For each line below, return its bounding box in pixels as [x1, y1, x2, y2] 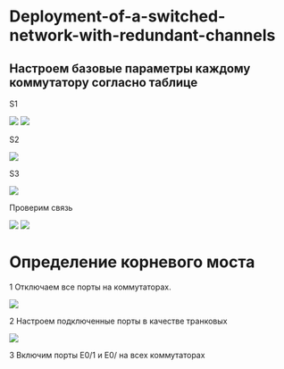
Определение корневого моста [9, 252, 255, 273]
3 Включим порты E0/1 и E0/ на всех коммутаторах [9, 349, 205, 360]
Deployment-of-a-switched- [9, 6, 226, 27]
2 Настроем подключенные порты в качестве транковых [9, 315, 228, 326]
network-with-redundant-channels [9, 25, 276, 46]
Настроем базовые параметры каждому [9, 61, 251, 76]
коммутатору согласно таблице [9, 74, 198, 90]
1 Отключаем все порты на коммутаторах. [9, 281, 171, 292]
